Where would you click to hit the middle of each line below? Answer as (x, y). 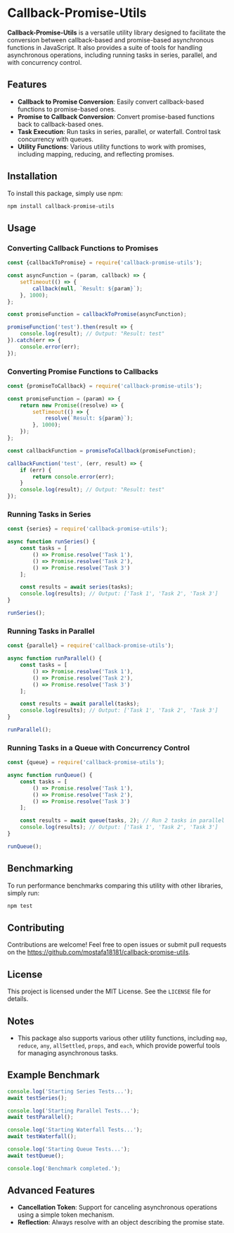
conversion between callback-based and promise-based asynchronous (111, 39)
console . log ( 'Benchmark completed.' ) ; (64, 1168)
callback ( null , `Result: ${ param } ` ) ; (87, 288)
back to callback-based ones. (60, 124)
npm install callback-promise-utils (61, 206)
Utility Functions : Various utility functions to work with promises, (111, 147)
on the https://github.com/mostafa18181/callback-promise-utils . (99, 952)
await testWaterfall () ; (42, 1136)
